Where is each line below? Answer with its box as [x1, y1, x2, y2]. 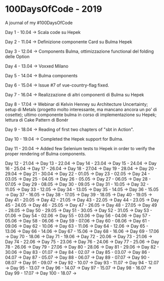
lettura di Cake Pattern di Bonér [5, 117, 69, 123]
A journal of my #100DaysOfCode [5, 20, 73, 26]
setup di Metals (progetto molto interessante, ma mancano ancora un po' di [5, 106, 158, 112]
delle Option [5, 53, 30, 60]
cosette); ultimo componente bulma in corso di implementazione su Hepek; [5, 112, 157, 118]
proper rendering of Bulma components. [5, 151, 87, 156]
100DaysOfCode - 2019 [5, 3, 102, 15]
